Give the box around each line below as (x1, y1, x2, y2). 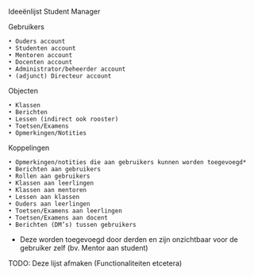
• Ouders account (8, 37, 66, 45)
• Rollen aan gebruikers (8, 172, 90, 180)
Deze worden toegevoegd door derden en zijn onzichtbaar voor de (19, 235, 238, 244)
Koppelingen (8, 143, 50, 152)
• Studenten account (8, 44, 77, 52)
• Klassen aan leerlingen (8, 179, 94, 187)
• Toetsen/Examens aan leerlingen (8, 207, 123, 215)
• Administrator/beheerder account (8, 65, 126, 73)
